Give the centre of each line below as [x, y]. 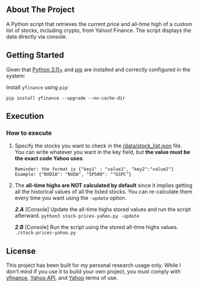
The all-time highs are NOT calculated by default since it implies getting [103, 185]
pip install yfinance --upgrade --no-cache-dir [66, 98]
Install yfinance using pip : [38, 87]
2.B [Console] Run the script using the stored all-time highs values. [96, 227]
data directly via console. [37, 36]
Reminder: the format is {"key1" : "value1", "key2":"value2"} [94, 169]
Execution [25, 116]
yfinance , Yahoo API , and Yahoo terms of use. [62, 278]
